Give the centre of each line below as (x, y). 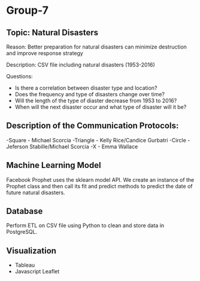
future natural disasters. (36, 193)
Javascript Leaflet (37, 271)
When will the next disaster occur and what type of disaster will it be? (101, 107)
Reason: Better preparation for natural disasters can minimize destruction (97, 47)
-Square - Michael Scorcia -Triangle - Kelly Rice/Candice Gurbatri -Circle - (98, 140)
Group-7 (28, 10)
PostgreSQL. (22, 232)
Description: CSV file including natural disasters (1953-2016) (81, 65)
